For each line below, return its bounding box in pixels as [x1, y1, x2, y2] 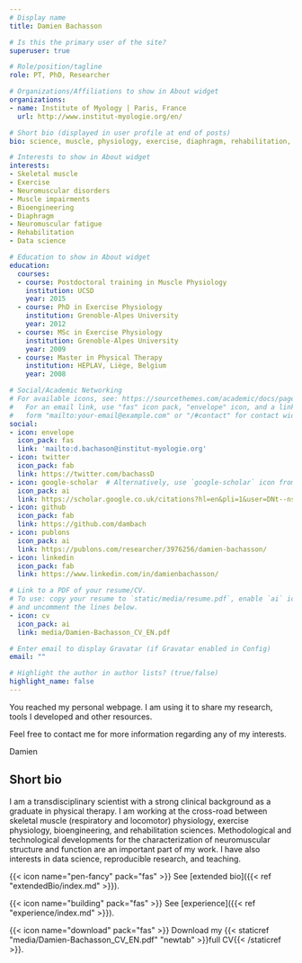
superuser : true [9, 46, 70, 55]
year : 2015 [25, 294, 67, 304]
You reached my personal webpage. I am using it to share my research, [9, 701, 273, 712]
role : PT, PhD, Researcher [9, 71, 111, 80]
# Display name [9, 13, 67, 22]
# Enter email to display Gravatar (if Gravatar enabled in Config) [9, 644, 271, 653]
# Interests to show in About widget [9, 153, 151, 162]
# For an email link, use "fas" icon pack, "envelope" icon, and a [9, 402, 276, 412]
